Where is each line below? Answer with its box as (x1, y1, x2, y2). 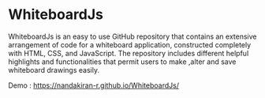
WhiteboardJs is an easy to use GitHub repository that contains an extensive (8, 32, 257, 41)
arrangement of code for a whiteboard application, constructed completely (8, 40, 252, 49)
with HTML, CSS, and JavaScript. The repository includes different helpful (8, 48, 249, 58)
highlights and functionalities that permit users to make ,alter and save (8, 57, 237, 66)
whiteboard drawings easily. (8, 65, 100, 74)
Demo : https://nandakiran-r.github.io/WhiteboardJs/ (8, 81, 180, 90)
